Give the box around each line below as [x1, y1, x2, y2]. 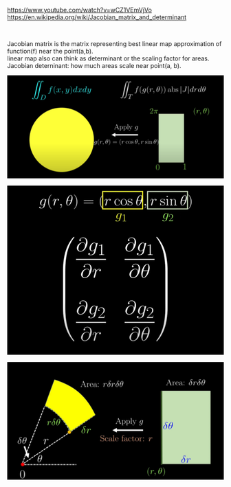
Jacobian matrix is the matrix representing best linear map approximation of [7, 40, 222, 47]
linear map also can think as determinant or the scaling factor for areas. [7, 54, 210, 63]
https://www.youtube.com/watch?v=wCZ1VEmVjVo [7, 6, 153, 14]
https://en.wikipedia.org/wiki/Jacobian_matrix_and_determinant [7, 13, 187, 21]
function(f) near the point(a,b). [7, 47, 94, 55]
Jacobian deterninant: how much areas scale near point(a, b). [7, 62, 181, 69]
